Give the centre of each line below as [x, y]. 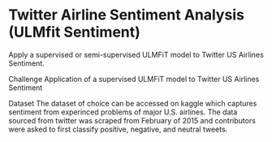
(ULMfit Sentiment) [74, 32]
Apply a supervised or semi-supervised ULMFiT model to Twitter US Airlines [136, 54]
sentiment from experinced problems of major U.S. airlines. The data [123, 112]
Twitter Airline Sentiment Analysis [127, 15]
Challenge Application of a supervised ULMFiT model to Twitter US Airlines [134, 79]
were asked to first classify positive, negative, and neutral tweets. [118, 129]
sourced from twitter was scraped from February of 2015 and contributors [132, 120]
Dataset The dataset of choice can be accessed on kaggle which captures [133, 103]
